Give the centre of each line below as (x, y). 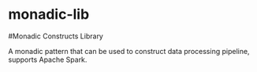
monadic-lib (49, 14)
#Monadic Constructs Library (56, 36)
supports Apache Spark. (48, 59)
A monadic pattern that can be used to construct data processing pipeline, (129, 51)
